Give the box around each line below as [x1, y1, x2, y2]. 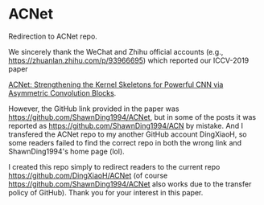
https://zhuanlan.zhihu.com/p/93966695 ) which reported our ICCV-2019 [8, 55, 250, 65]
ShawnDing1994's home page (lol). [8, 146, 125, 156]
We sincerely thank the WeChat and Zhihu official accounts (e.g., [8, 47, 224, 56]
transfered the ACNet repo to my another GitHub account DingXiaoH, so [8, 129, 247, 139]
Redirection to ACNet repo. [8, 31, 98, 41]
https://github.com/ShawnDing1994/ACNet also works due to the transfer [8, 178, 252, 189]
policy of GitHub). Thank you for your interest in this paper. [8, 187, 204, 197]
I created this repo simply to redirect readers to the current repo [8, 162, 221, 171]
